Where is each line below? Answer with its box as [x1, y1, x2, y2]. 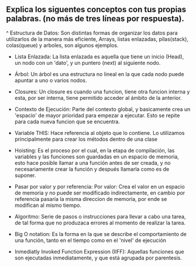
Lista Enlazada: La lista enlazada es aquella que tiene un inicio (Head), [14, 53, 184, 60]
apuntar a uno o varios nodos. [14, 77, 87, 84]
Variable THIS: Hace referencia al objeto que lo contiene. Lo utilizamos [14, 129, 185, 136]
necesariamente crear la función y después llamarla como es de [14, 165, 170, 172]
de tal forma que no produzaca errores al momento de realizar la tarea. [14, 219, 186, 226]
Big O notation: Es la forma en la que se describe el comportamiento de [14, 230, 187, 237]
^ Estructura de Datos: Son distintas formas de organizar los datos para [6, 29, 178, 36]
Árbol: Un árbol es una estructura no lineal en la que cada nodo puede [14, 70, 184, 78]
